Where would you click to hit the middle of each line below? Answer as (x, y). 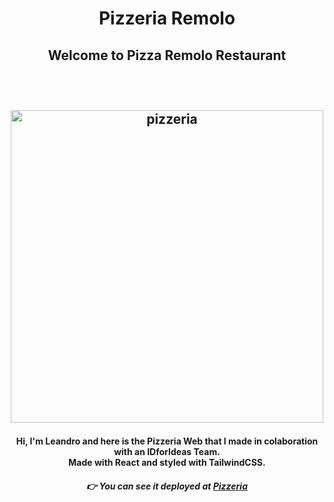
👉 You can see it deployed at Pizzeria (167, 486)
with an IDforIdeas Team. (167, 451)
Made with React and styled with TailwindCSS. (167, 462)
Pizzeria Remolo (167, 18)
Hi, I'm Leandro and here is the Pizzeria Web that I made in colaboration (167, 441)
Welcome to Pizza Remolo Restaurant (167, 55)
